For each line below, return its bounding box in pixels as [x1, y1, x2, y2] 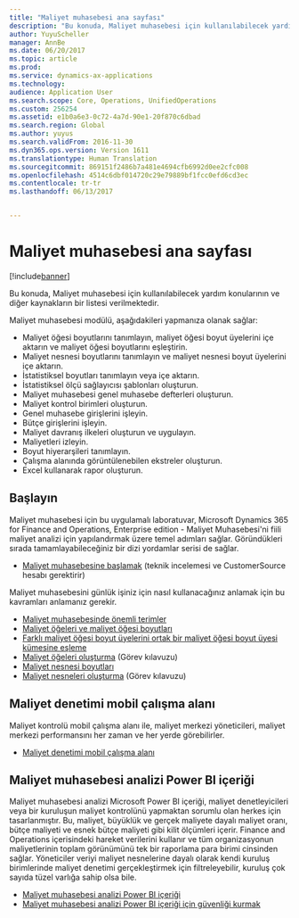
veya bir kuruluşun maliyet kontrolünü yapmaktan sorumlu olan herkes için [9, 806, 282, 816]
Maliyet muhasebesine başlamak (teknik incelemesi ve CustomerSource [21, 559, 287, 571]
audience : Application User [9, 87, 114, 96]
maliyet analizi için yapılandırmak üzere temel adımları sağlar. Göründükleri [9, 533, 283, 544]
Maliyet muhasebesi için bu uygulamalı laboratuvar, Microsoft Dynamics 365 [9, 514, 289, 525]
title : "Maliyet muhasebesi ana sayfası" [9, 12, 166, 22]
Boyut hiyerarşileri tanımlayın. [21, 445, 131, 456]
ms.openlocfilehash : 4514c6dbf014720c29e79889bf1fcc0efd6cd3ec [9, 170, 249, 179]
